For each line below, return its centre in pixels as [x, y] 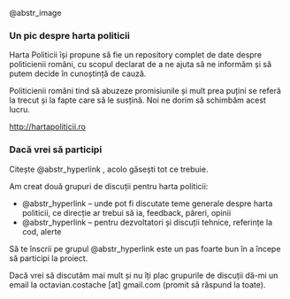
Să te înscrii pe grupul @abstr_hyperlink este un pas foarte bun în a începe [145, 249]
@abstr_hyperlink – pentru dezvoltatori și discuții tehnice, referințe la [147, 222]
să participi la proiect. [49, 258]
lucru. [20, 110]
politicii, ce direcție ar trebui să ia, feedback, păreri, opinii [126, 212]
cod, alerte [42, 231]
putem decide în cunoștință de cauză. [78, 73]
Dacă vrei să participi [56, 149]
